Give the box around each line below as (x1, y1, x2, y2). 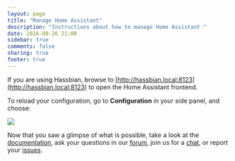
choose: (7, 103, 31, 112)
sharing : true (7, 50, 49, 57)
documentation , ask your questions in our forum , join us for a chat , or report (7, 138, 228, 146)
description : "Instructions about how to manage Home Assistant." (7, 23, 207, 30)
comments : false (7, 43, 55, 50)
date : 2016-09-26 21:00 (7, 30, 78, 37)
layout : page (7, 10, 46, 18)
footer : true (7, 56, 46, 63)
